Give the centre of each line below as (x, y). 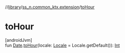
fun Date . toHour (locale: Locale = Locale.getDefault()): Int (62, 45)
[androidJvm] (19, 40)
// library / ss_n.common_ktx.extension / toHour (50, 7)
